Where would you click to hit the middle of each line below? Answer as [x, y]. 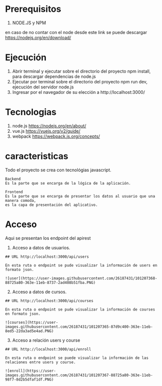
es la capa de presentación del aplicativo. [51, 205]
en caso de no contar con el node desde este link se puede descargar [76, 32]
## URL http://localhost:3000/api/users [47, 257]
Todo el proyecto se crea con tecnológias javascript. [58, 170]
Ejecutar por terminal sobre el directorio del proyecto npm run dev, [80, 81]
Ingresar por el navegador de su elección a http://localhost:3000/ [79, 92]
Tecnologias [31, 112]
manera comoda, [21, 200]
